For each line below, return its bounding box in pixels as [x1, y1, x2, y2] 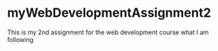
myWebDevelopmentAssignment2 [7, 5, 211, 21]
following [7, 35, 33, 43]
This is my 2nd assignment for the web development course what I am [7, 28, 209, 36]
